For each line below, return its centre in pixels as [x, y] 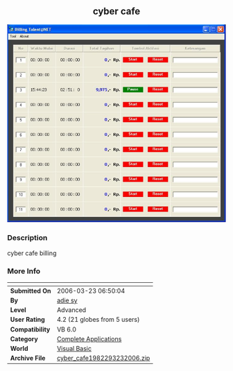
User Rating [27, 320]
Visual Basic [74, 349]
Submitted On [31, 291]
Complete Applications [89, 338]
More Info [24, 271]
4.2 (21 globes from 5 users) [98, 320]
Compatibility [30, 329]
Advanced [71, 310]
